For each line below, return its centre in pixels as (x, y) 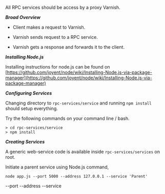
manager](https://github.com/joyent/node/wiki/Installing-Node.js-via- (79, 78)
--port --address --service (33, 186)
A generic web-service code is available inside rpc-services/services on (83, 152)
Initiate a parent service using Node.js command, (57, 167)
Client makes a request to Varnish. (49, 27)
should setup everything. (32, 109)
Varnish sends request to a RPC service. (55, 37)
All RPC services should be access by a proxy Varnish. (63, 7)
